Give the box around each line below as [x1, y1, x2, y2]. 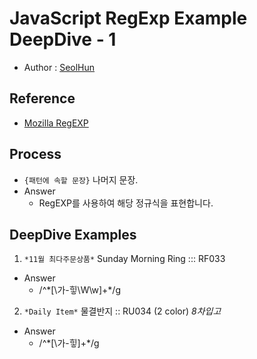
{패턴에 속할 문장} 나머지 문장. [23, 173, 139, 186]
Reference [9, 90, 76, 107]
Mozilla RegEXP [23, 117, 89, 129]
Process [9, 146, 62, 163]
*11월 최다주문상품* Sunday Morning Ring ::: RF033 [23, 253, 226, 265]
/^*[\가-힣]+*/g [38, 337, 100, 349]
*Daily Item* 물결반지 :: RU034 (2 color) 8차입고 [23, 305, 222, 317]
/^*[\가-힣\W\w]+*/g [38, 284, 122, 296]
